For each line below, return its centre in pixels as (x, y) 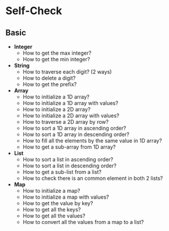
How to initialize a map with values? (66, 197)
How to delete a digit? (49, 78)
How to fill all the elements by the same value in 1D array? (92, 141)
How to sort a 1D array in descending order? (76, 134)
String (22, 65)
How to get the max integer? (57, 53)
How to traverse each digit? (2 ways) (67, 72)
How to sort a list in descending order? (70, 166)
